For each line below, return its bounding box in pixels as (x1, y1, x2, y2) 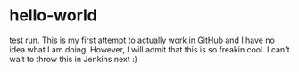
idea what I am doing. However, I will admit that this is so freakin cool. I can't (9, 44, 290, 54)
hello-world (9, 5, 98, 26)
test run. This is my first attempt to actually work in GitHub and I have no (9, 35, 275, 45)
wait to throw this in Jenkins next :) (9, 53, 138, 64)
